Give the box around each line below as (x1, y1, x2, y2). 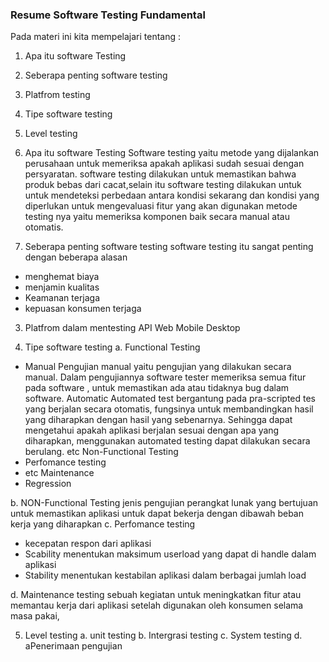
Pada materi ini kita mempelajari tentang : (10, 31, 182, 43)
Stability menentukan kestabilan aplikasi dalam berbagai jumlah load (24, 569, 307, 582)
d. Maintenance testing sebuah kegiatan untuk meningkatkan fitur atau (10, 589, 302, 601)
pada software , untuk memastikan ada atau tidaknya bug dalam (24, 382, 290, 394)
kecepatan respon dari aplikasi (24, 538, 152, 550)
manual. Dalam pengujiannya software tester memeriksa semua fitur (24, 371, 307, 383)
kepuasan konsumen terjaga (24, 303, 142, 315)
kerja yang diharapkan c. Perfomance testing (10, 518, 196, 530)
